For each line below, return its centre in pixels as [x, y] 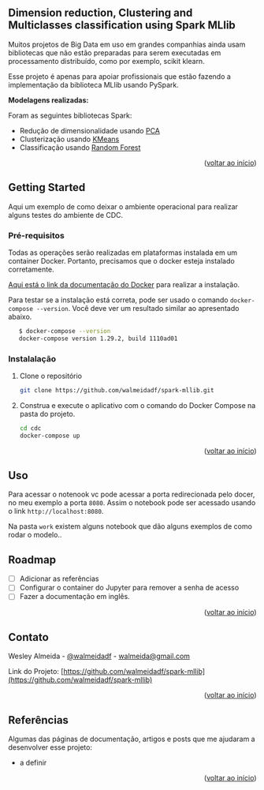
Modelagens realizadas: [48, 100]
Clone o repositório [51, 376]
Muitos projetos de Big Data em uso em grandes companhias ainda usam [127, 44]
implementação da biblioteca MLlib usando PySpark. [94, 84]
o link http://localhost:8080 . [56, 511]
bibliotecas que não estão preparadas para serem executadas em [115, 52]
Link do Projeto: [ [36, 672]
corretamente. [31, 269]
